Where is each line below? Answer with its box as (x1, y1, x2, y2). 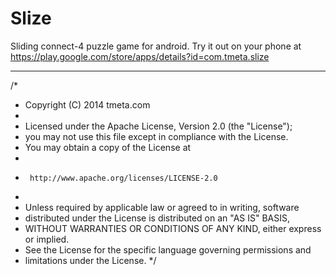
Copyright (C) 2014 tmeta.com (24, 98, 151, 111)
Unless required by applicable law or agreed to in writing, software (24, 201, 300, 213)
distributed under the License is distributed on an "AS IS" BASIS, (24, 212, 291, 224)
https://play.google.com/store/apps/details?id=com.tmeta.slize (10, 50, 270, 62)
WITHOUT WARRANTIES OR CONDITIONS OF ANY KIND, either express (24, 222, 322, 234)
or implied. (24, 233, 70, 245)
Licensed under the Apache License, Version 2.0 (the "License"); (24, 120, 293, 132)
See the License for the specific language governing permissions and (24, 243, 312, 256)
